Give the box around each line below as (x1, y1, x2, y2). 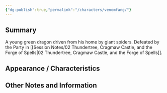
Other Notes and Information (5, 81, 97, 90)
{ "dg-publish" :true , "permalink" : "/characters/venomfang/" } (5, 7, 132, 12)
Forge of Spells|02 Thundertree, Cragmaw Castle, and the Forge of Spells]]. (5, 49, 162, 55)
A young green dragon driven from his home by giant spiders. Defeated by (5, 39, 159, 45)
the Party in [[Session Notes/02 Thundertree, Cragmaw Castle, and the (5, 44, 152, 50)
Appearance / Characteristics (5, 64, 100, 72)
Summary (5, 26, 37, 34)
